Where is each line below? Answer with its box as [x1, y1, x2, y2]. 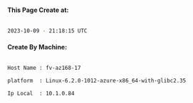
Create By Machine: [7, 42, 68, 51]
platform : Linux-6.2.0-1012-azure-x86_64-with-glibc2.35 [7, 78, 187, 85]
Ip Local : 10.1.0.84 [7, 90, 75, 97]
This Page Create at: [7, 6, 69, 14]
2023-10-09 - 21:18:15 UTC [7, 28, 88, 35]
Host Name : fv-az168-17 [7, 64, 81, 72]
